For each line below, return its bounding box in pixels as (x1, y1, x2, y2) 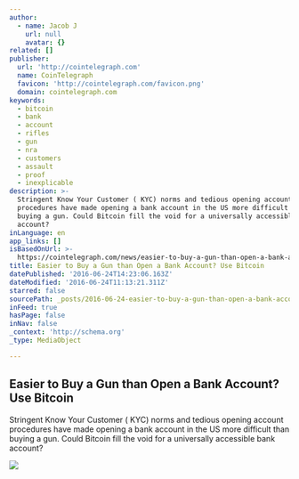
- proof (17, 170, 46, 179)
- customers (17, 153, 62, 163)
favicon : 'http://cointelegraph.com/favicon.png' (17, 79, 205, 88)
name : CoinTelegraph (17, 71, 93, 80)
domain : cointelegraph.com (17, 87, 117, 96)
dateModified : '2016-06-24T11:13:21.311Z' (9, 278, 169, 287)
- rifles (17, 129, 50, 138)
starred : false (9, 286, 66, 295)
